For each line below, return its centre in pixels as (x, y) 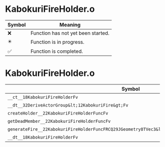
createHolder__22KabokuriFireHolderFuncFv (58, 113)
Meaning (70, 25)
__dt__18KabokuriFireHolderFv (43, 137)
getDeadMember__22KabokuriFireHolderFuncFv (59, 121)
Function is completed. (57, 51)
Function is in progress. (57, 42)
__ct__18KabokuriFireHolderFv (43, 97)
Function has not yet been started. (70, 33)
